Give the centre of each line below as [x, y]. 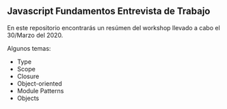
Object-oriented [40, 83]
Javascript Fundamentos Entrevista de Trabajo [109, 11]
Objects [28, 98]
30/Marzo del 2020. [35, 35]
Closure [28, 76]
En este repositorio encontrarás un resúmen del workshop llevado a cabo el [113, 27]
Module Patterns [40, 90]
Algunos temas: [29, 48]
